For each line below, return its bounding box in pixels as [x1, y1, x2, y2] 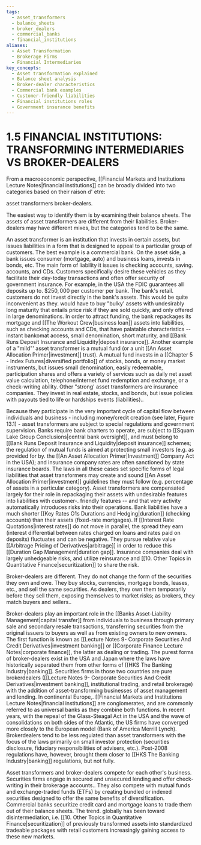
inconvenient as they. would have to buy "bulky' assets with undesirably [6, 300, 185, 307]
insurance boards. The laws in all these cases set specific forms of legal [6, 465, 185, 473]
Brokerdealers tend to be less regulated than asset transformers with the [6, 732, 186, 739]
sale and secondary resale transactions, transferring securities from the [6, 623, 184, 630]
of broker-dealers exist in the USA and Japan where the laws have [6, 655, 170, 663]
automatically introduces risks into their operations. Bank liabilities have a [6, 504, 188, 511]
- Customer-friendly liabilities [11, 93, 95, 99]
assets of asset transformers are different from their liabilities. [6, 218, 159, 225]
